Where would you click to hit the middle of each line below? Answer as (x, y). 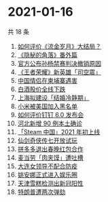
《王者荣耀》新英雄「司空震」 (59, 72)
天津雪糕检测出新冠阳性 (50, 183)
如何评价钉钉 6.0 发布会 (51, 114)
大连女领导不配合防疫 (47, 166)
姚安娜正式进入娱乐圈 (47, 175)
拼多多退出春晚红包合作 (50, 149)
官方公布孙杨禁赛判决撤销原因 (59, 63)
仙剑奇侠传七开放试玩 (47, 140)
